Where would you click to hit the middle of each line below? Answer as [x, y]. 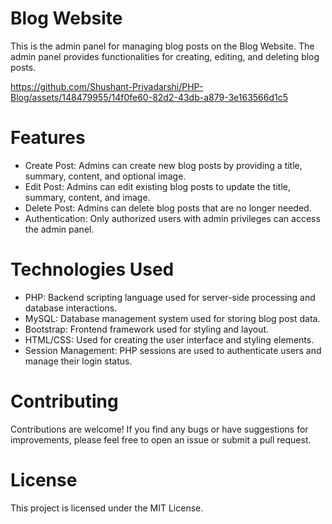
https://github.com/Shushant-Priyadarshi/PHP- [107, 86]
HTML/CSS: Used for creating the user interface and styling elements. [169, 339]
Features [48, 138]
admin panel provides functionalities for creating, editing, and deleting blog [165, 56]
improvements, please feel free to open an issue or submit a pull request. [161, 439]
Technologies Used [92, 269]
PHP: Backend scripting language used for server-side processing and [170, 297]
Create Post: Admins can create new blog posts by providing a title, [163, 165]
